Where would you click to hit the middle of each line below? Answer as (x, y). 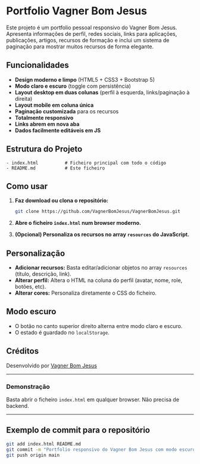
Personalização (36, 253)
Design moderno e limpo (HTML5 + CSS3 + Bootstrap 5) (85, 79)
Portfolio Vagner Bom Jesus (77, 11)
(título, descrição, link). (43, 274)
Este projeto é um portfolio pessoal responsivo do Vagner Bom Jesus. (92, 27)
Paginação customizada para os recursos (67, 111)
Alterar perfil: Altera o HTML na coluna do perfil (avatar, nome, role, (99, 280)
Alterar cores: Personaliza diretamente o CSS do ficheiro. (85, 293)
